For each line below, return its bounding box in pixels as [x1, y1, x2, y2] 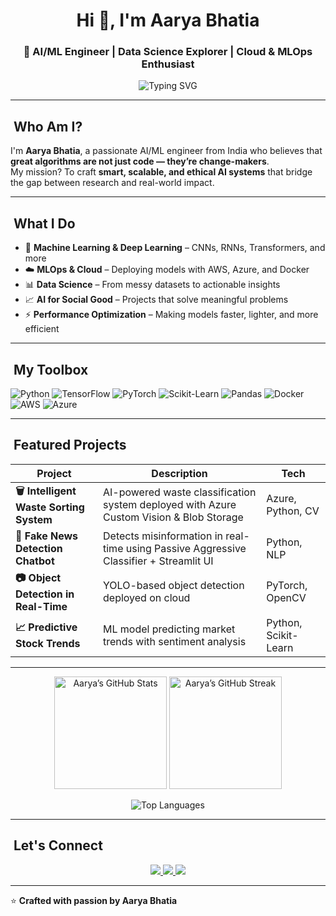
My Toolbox [13, 361, 89, 378]
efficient [24, 323, 60, 335]
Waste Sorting [15, 500, 85, 514]
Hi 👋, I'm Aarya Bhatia [76, 9, 260, 32]
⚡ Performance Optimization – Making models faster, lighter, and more [24, 309, 319, 321]
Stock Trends [15, 637, 81, 651]
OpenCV [266, 591, 307, 605]
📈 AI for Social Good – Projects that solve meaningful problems [24, 294, 289, 306]
